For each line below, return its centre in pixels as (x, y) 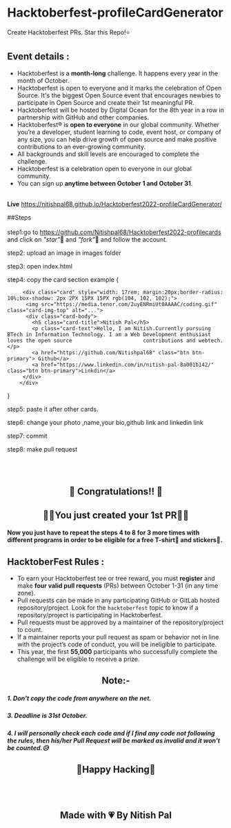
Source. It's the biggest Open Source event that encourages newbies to (119, 95)
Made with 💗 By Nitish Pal (116, 815)
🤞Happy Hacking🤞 (116, 770)
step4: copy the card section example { (63, 279)
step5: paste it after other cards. (53, 409)
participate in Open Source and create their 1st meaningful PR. (106, 102)
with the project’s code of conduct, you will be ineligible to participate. (117, 644)
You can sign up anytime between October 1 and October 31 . (105, 183)
